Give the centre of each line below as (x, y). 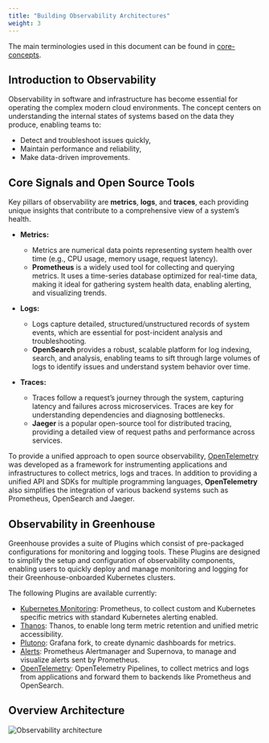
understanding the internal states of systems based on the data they (121, 116)
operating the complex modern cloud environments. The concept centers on (135, 108)
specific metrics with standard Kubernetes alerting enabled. (119, 617)
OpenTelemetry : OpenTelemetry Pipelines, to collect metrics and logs (134, 668)
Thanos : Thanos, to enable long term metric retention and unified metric (139, 625)
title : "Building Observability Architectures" (90, 16)
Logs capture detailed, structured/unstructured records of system (141, 324)
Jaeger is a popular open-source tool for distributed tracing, (132, 423)
